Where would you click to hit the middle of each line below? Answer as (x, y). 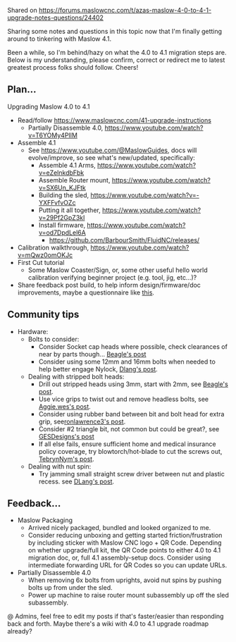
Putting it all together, (69, 210)
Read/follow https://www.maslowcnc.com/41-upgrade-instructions (114, 120)
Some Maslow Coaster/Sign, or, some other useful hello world (118, 270)
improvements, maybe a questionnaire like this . (86, 292)
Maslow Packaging (45, 520)
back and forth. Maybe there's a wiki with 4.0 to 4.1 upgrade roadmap (108, 624)
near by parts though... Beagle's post (92, 354)
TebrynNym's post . (66, 459)
